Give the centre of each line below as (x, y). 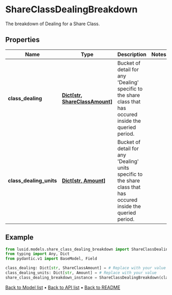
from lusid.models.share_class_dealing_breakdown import (67, 249)
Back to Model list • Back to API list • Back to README (63, 287)
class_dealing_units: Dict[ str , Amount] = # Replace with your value (81, 273)
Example (19, 237)
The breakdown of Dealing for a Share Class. (53, 24)
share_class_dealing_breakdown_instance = (51, 278)
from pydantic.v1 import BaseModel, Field (51, 259)
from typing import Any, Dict (38, 254)
